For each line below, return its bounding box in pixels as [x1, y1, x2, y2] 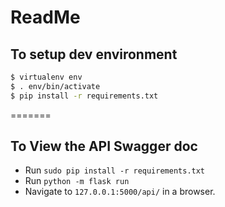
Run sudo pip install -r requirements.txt [24, 164, 206, 176]
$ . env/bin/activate [10, 81, 101, 91]
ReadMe [10, 6, 81, 29]
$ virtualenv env [10, 72, 83, 82]
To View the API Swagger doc [10, 138, 198, 155]
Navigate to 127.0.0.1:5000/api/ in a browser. [24, 186, 216, 198]
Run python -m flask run [24, 175, 130, 187]
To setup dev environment [10, 46, 178, 63]
